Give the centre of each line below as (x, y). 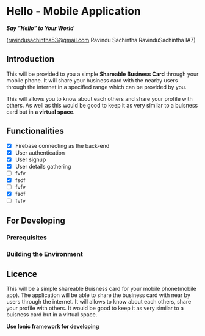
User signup (31, 159)
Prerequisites (27, 238)
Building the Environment (45, 254)
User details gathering (43, 166)
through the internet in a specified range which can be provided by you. (97, 87)
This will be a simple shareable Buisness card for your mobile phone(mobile (101, 289)
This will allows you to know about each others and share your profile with (100, 98)
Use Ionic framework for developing (53, 327)
